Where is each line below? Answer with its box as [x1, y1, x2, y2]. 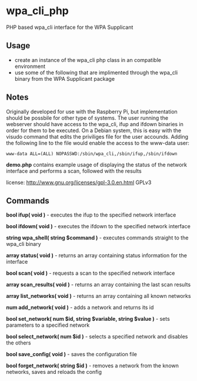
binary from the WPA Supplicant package [14, 75, 115, 82]
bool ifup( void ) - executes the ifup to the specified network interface [6, 211, 176, 219]
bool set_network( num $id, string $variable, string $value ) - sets [6, 316, 171, 323]
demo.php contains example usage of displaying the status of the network [6, 161, 187, 168]
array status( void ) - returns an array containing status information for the [6, 252, 187, 259]
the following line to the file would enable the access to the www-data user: [6, 139, 190, 146]
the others [6, 339, 31, 346]
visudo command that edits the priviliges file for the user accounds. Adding [6, 133, 189, 140]
